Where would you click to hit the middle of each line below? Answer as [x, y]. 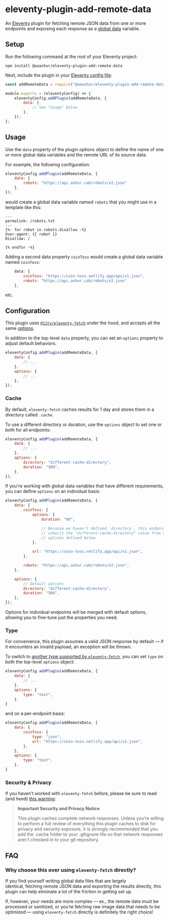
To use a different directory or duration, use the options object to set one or [83, 424]
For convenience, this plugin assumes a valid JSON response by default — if [84, 642]
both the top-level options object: [40, 662]
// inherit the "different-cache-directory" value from [101, 533]
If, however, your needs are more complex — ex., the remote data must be [82, 901]
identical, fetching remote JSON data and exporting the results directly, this [83, 886]
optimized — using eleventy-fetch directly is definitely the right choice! [79, 912]
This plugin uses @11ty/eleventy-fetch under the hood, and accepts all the [83, 323]
